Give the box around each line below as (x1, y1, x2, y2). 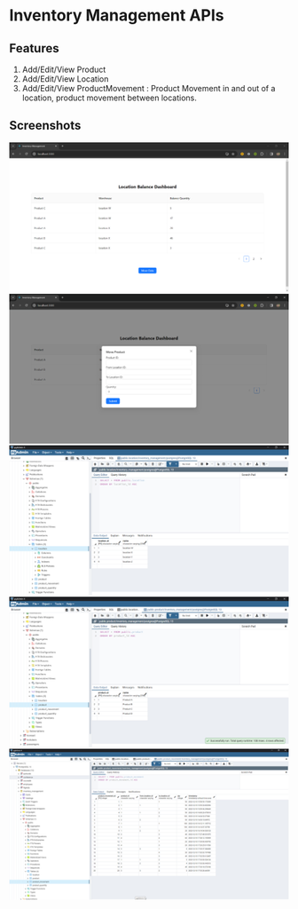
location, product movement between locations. (21, 92, 198, 103)
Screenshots (9, 118, 82, 133)
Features (9, 41, 59, 56)
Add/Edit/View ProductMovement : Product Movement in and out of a (21, 83, 276, 93)
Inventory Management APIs (9, 5, 224, 26)
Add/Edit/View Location (21, 74, 109, 84)
